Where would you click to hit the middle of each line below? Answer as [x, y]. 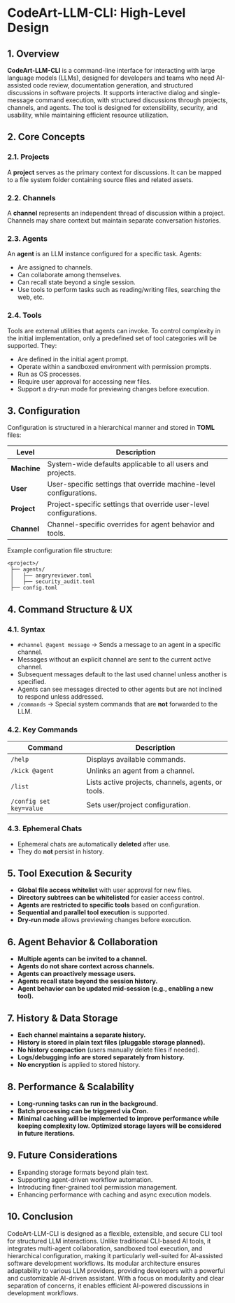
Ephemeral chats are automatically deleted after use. [94, 844]
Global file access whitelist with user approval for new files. [105, 890]
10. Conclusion [40, 1217]
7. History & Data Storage [63, 1018]
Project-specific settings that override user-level [128, 504]
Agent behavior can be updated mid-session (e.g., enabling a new [115, 989]
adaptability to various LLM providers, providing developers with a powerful [116, 1270]
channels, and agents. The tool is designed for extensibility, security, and [113, 107]
